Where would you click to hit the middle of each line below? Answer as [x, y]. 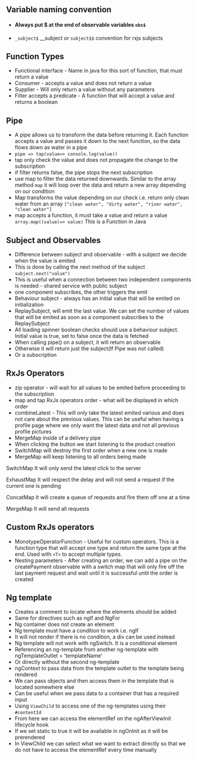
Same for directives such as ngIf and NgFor [67, 618]
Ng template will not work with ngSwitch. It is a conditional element [96, 643]
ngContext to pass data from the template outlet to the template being [99, 668]
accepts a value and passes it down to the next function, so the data [97, 141]
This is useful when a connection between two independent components [103, 279]
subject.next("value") [42, 274]
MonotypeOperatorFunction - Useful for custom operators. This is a [97, 541]
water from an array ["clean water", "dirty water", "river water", [99, 204]
